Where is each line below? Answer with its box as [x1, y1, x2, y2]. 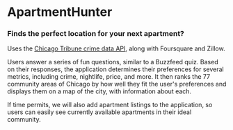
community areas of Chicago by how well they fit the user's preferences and [7, 80, 227, 89]
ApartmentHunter [7, 4, 113, 20]
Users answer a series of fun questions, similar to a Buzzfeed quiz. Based [7, 58, 218, 66]
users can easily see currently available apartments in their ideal [7, 108, 192, 116]
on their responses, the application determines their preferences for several [7, 65, 224, 73]
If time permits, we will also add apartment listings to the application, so [7, 101, 213, 109]
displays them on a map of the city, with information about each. [7, 87, 192, 95]
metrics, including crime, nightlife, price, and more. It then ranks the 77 [7, 73, 211, 81]
